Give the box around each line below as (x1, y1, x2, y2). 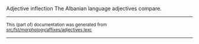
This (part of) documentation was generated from (6, 22, 107, 28)
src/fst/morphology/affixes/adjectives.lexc (6, 27, 92, 33)
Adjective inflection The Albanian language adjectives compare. (6, 5, 162, 12)
